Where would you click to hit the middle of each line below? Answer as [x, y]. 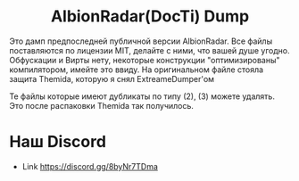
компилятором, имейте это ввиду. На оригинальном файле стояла [137, 70]
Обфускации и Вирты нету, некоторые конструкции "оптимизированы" [145, 60]
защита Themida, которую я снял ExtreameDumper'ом [112, 78]
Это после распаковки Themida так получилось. [102, 105]
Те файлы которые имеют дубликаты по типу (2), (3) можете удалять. [142, 96]
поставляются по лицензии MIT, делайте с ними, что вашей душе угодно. [149, 50]
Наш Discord [58, 142]
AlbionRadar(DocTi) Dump [150, 16]
